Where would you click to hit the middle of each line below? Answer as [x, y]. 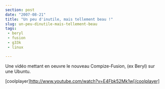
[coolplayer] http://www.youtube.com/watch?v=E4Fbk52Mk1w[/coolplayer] [82, 81]
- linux [15, 47]
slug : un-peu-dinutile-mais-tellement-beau [51, 24]
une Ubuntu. [18, 71]
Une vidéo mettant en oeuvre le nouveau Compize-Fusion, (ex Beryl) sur [80, 66]
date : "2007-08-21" [26, 15]
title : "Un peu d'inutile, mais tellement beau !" [59, 19]
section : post [20, 10]
